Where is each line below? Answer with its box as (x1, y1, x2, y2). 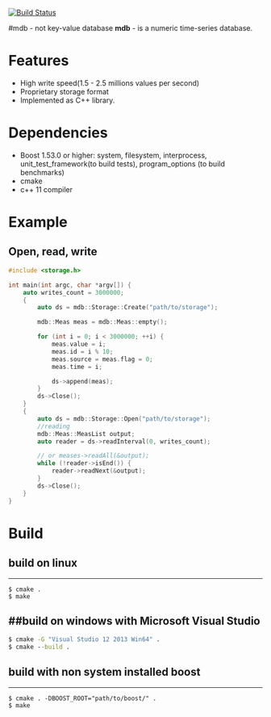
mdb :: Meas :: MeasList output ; (37, 430, 135, 438)
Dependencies (8, 124, 108, 142)
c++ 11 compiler (19, 184, 73, 194)
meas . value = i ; (51, 340, 106, 348)
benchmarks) (19, 167, 65, 177)
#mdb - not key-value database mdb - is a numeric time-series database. (8, 23, 252, 32)
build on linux (8, 556, 78, 570)
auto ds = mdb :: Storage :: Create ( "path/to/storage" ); (37, 304, 219, 312)
